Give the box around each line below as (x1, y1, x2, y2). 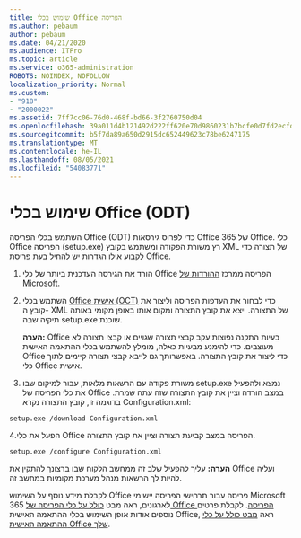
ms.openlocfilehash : (9, 122, 87, 131)
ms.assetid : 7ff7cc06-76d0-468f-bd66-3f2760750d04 (9, 113, 202, 122)
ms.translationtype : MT (9, 138, 99, 147)
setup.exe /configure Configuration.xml (9, 447, 163, 456)
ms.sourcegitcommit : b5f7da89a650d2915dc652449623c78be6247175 (9, 130, 251, 139)
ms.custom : (9, 88, 50, 97)
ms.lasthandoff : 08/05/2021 (9, 154, 115, 164)
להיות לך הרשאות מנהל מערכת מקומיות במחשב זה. (9, 472, 182, 483)
